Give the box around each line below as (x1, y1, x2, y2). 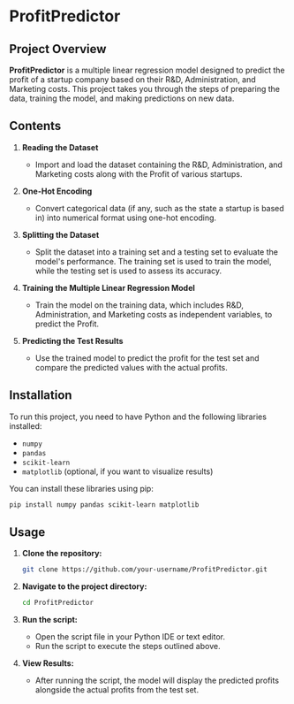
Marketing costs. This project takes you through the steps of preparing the (9, 84, 281, 94)
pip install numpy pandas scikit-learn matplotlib (9, 500, 200, 509)
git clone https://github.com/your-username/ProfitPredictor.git (21, 565, 268, 574)
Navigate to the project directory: (21, 581, 147, 592)
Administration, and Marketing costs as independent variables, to (34, 309, 273, 319)
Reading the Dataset (21, 142, 99, 152)
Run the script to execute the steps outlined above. (34, 641, 221, 652)
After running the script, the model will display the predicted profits (34, 675, 280, 686)
